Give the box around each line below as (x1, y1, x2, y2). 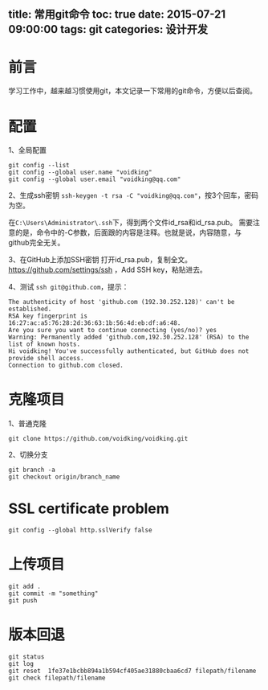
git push (8, 597, 38, 605)
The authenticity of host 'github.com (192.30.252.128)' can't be (8, 298, 235, 306)
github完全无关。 (8, 238, 65, 248)
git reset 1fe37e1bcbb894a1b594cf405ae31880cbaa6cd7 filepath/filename (8, 667, 257, 676)
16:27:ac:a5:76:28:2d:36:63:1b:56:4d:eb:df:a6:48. (8, 319, 181, 327)
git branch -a (8, 466, 56, 474)
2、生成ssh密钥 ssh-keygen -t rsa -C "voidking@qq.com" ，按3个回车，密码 (8, 191, 259, 200)
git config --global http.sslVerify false (8, 526, 152, 535)
